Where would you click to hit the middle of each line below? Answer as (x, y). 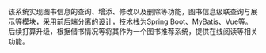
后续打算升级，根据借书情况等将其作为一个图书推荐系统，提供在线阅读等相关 (133, 31)
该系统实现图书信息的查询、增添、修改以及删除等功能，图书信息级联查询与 (129, 11)
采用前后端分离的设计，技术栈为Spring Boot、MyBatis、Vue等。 (147, 21)
